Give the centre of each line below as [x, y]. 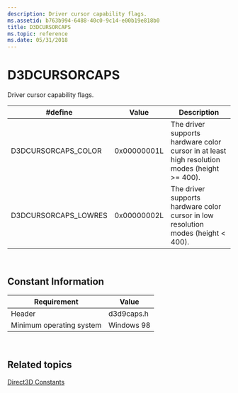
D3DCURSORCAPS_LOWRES [59, 215]
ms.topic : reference [38, 34]
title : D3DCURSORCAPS [39, 27]
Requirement [56, 302]
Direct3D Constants [36, 382]
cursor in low [192, 215]
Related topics [40, 365]
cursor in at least [198, 151]
